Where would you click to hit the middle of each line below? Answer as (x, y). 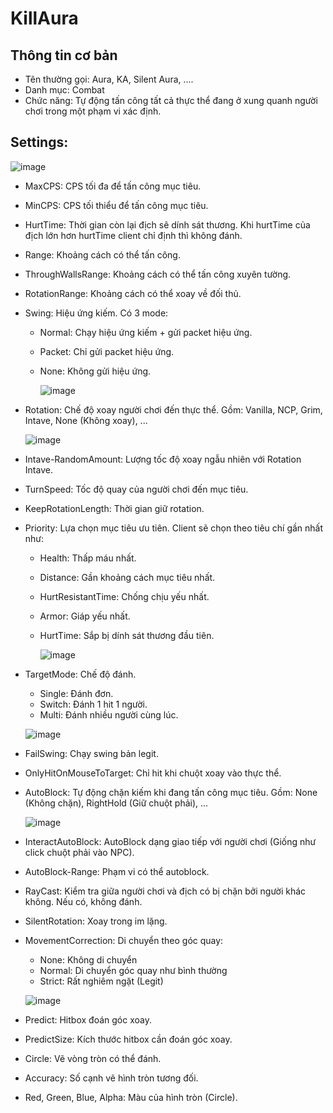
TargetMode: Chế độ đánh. (80, 674)
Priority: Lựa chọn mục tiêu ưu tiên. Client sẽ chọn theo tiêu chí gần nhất (174, 528)
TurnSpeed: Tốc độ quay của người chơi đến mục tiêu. (136, 489)
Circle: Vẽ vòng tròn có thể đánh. (93, 1058)
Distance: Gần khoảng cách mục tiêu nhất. (127, 577)
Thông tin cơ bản (64, 55)
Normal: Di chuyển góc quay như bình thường (133, 970)
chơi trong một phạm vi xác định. (93, 111)
